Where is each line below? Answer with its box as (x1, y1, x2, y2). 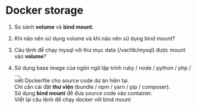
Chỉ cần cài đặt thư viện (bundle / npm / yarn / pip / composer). (14, 83, 171, 90)
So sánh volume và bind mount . (14, 23, 94, 30)
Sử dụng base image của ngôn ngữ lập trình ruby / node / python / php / (14, 64, 192, 71)
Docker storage (5, 4, 84, 17)
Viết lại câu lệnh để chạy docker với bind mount (14, 96, 132, 103)
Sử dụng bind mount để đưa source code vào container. (14, 89, 152, 96)
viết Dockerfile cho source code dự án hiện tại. (14, 77, 129, 84)
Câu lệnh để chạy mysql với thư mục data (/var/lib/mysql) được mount (14, 46, 186, 54)
